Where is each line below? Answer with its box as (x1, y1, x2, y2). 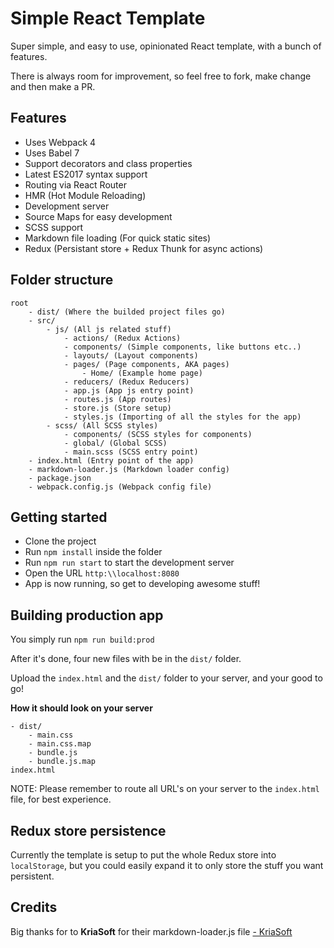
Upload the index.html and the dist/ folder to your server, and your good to (10, 672, 323, 684)
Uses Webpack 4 (24, 136, 97, 148)
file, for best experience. (10, 793, 112, 806)
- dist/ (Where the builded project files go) (28, 307, 226, 317)
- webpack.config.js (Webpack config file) (28, 482, 213, 492)
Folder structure (10, 272, 114, 289)
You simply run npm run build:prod (10, 633, 155, 646)
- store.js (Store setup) (63, 403, 172, 413)
